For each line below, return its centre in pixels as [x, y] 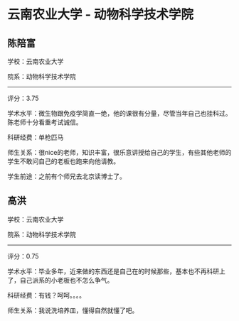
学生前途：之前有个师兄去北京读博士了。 [67, 176]
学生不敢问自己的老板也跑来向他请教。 [63, 161]
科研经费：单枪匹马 [36, 137]
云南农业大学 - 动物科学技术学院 [101, 15]
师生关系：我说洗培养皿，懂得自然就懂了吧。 [73, 310]
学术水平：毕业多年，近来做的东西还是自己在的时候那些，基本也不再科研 [113, 271]
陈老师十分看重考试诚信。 [45, 122]
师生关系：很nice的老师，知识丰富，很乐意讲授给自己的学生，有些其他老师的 [119, 152]
